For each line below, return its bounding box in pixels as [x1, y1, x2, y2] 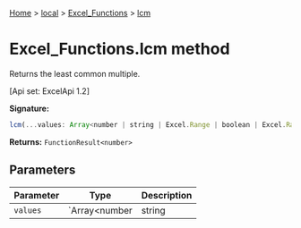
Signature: [9, 103, 49, 114]
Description [141, 189, 193, 201]
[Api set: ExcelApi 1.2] [9, 85, 90, 97]
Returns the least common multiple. [9, 68, 141, 79]
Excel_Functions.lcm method [9, 39, 230, 59]
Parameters [9, 163, 76, 178]
